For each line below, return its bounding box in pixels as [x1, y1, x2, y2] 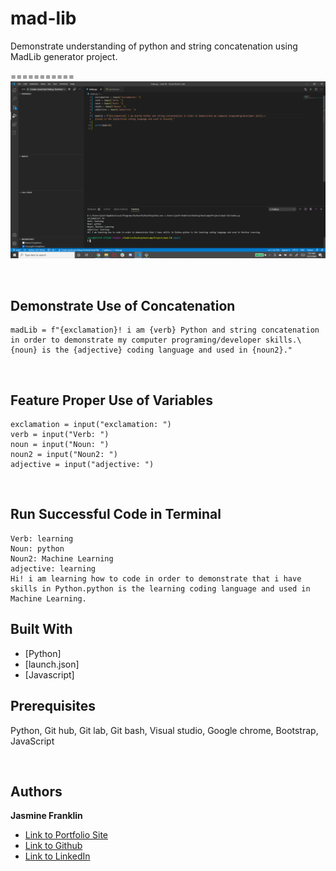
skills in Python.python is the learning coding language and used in [10, 583, 311, 594]
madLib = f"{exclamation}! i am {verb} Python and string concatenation [10, 325, 320, 336]
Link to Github [24, 840, 83, 852]
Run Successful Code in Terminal [10, 506, 222, 523]
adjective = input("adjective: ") [10, 460, 155, 470]
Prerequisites [10, 698, 96, 715]
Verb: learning [10, 533, 74, 544]
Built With [10, 621, 73, 638]
